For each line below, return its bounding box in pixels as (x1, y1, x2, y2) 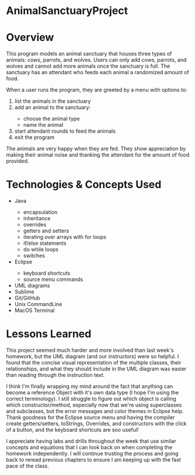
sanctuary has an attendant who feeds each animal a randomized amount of (6, 69, 190, 76)
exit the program (14, 134, 55, 141)
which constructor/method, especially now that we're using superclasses (6, 401, 182, 408)
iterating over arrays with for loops (23, 234, 107, 241)
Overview (6, 31, 54, 44)
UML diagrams (14, 282, 50, 289)
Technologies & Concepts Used (6, 178, 162, 191)
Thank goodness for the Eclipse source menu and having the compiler (6, 414, 175, 421)
